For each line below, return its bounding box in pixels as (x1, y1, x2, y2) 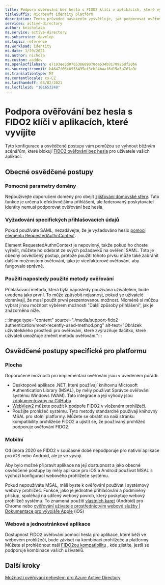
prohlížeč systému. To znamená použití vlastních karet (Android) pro (5, 498, 143, 503)
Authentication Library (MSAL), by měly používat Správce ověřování (12, 388, 150, 393)
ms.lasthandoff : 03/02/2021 (5, 80, 63, 85)
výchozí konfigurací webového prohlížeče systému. (5, 473, 110, 478)
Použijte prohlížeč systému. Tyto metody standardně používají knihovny (12, 408, 158, 414)
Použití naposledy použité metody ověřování (5, 276, 114, 282)
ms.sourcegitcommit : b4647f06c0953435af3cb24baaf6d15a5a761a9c (5, 67, 137, 72)
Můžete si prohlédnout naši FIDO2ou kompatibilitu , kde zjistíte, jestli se (5, 542, 149, 548)
